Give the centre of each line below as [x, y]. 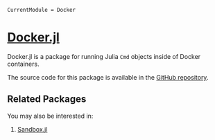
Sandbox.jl [32, 129]
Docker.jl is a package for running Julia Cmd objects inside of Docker [104, 56]
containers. [23, 64]
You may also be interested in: [50, 116]
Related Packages [47, 99]
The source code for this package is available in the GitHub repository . [108, 77]
